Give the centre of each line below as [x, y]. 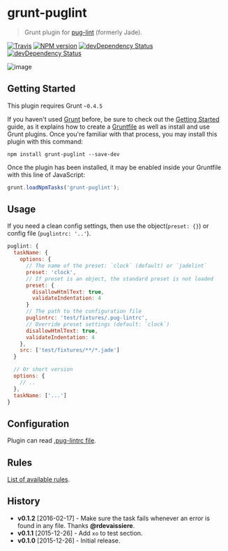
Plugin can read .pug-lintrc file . [52, 441]
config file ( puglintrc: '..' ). [49, 234]
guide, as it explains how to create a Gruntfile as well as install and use [109, 127]
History [24, 501]
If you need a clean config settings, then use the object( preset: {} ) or [108, 226]
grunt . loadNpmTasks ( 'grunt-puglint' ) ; [63, 187]
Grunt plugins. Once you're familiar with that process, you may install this [112, 134]
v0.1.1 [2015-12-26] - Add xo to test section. [80, 533]
